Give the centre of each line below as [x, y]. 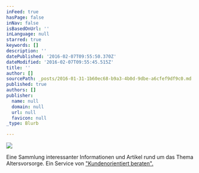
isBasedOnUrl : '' [28, 29]
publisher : [20, 96]
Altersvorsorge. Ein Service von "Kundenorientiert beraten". [80, 163]
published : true [26, 85]
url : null [24, 112]
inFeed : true [22, 12]
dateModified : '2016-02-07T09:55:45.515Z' [60, 62]
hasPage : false [25, 17]
